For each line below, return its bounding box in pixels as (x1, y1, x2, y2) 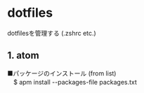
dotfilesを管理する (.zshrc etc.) (7, 29, 96, 37)
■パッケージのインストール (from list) (7, 69, 117, 78)
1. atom (7, 50, 40, 62)
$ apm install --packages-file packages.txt (13, 78, 137, 86)
